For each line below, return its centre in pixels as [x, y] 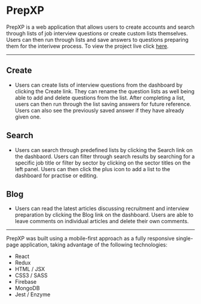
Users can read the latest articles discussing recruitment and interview [102, 209]
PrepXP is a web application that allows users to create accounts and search [100, 27]
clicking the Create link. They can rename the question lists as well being [105, 91]
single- [184, 238]
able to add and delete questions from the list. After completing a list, [100, 98]
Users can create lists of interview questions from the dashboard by [99, 85]
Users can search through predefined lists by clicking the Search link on [104, 150]
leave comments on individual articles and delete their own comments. [102, 221]
